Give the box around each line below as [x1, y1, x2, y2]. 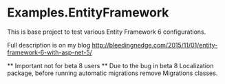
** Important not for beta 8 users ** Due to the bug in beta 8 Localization [7, 61, 214, 70]
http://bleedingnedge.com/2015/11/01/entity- [92, 41, 218, 49]
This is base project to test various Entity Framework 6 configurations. [7, 28, 206, 36]
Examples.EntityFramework [7, 5, 169, 21]
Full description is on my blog [7, 41, 91, 49]
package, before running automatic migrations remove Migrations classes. [7, 69, 218, 77]
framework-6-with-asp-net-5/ [7, 48, 93, 56]
